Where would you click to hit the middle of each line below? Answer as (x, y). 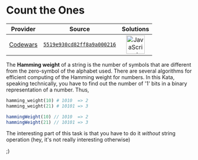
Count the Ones (46, 10)
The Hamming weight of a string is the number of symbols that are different (99, 64)
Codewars (23, 44)
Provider (23, 29)
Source (80, 29)
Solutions (136, 29)
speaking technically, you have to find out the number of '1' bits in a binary (97, 83)
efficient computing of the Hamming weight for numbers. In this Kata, (90, 77)
